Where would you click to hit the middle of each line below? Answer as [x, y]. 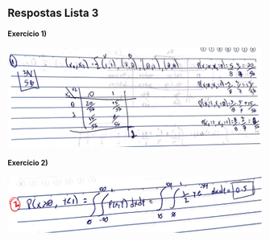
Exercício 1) [27, 33]
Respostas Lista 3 [53, 13]
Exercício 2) [28, 163]
